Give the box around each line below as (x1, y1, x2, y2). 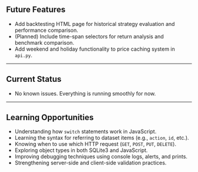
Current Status (6, 74, 62, 84)
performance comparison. (14, 27, 78, 34)
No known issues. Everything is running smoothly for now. (14, 90, 156, 97)
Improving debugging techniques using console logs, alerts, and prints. (14, 153, 187, 160)
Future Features (6, 5, 66, 15)
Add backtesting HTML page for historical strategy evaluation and (14, 20, 175, 27)
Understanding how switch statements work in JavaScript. (14, 128, 157, 135)
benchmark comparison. (14, 39, 75, 46)
